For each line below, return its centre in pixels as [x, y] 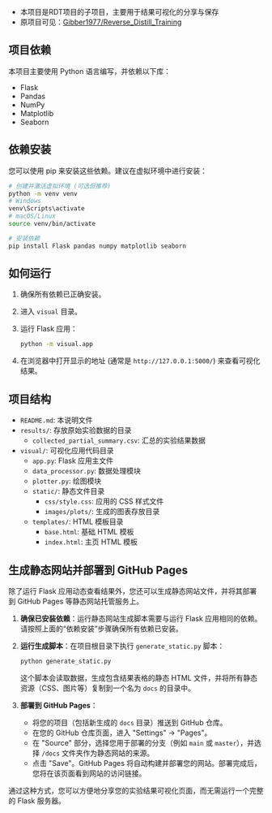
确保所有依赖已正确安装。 [63, 294]
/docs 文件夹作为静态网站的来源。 [98, 753]
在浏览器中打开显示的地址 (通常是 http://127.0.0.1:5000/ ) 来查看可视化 [140, 361]
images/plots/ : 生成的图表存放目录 [102, 512]
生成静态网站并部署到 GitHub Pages [98, 570]
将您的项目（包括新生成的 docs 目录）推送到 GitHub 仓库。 [130, 722]
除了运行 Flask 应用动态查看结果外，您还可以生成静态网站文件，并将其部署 [133, 590]
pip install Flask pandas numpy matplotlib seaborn [97, 246]
